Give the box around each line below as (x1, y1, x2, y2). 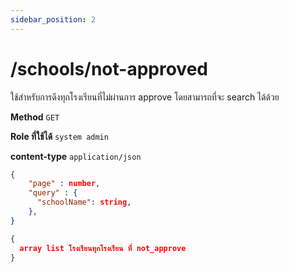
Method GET (10, 111, 60, 123)
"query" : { (28, 188, 78, 198)
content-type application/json (10, 150, 142, 162)
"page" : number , (28, 179, 101, 189)
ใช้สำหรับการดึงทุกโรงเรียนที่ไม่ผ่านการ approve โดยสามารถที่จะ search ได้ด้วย (10, 91, 280, 103)
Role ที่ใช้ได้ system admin (10, 130, 109, 142)
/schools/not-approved (10, 57, 208, 80)
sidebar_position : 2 (10, 14, 97, 25)
